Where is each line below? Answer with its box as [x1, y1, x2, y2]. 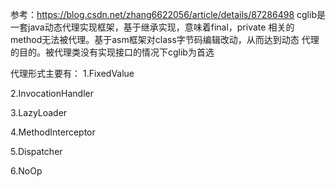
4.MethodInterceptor [10, 126, 96, 138]
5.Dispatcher [10, 146, 63, 157]
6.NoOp [10, 165, 43, 177]
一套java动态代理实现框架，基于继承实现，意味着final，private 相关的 [10, 21, 295, 33]
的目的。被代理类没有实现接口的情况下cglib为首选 [10, 46, 215, 58]
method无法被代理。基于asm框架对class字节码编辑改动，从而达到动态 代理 [10, 34, 320, 45]
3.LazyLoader [10, 107, 68, 118]
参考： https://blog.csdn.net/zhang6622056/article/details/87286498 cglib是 [10, 9, 326, 20]
